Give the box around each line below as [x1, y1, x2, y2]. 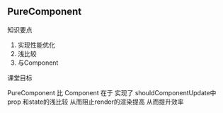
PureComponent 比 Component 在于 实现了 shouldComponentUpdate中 [7, 88, 217, 97]
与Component [17, 58, 59, 67]
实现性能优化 [17, 41, 55, 49]
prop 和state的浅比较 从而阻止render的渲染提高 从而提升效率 [7, 97, 184, 106]
